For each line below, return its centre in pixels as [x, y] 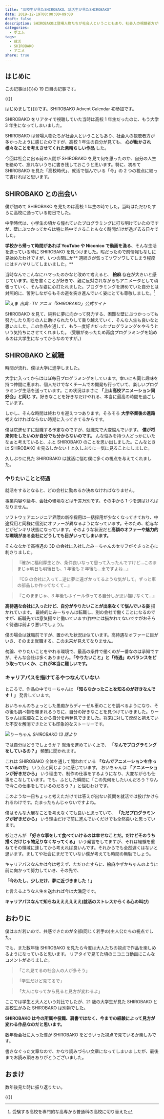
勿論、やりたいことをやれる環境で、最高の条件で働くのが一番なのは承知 [78, 651]
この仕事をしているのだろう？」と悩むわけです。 [62, 786]
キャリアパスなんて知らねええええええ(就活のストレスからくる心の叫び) [77, 901]
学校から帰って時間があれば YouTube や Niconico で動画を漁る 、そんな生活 [81, 246]
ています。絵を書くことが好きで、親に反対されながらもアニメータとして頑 [84, 280]
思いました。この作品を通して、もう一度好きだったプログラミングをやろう [80, 326]
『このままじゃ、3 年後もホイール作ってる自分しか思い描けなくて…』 [87, 595]
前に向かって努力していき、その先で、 [43, 871]
